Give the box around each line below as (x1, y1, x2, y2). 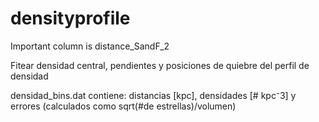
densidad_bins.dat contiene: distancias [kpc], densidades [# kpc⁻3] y (10, 89, 297, 101)
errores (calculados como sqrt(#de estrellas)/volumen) (10, 100, 237, 112)
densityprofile (10, 7, 131, 30)
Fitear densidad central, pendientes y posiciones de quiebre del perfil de (10, 59, 310, 71)
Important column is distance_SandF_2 (10, 40, 170, 52)
